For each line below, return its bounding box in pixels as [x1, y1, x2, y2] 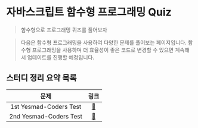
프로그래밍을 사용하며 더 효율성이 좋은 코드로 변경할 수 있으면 [32, 46, 174, 54]
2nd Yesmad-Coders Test [9, 112, 82, 120]
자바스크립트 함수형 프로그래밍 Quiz [6, 5, 172, 19]
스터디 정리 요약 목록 [6, 73, 77, 83]
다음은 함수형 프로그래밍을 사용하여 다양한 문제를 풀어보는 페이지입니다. [20, 39, 187, 46]
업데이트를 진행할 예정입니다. [27, 54, 94, 61]
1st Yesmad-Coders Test [10, 102, 82, 111]
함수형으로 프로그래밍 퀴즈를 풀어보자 [20, 26, 107, 33]
